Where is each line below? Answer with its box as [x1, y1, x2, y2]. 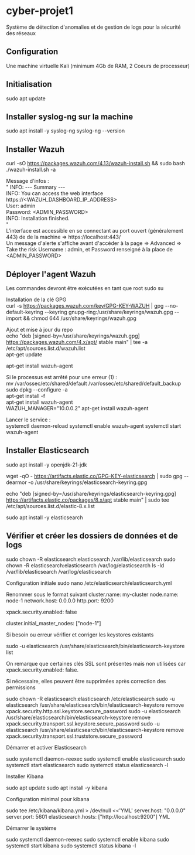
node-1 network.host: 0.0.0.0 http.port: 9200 [6, 597, 114, 604]
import [6, 315, 22, 322]
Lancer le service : [6, 416, 51, 423]
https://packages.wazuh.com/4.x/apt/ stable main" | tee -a [6, 339, 148, 345]
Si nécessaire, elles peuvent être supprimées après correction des [6, 677, 166, 684]
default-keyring [6, 309, 43, 315]
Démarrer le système [6, 825, 57, 832]
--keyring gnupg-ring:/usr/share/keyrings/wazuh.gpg [44, 309, 173, 315]
